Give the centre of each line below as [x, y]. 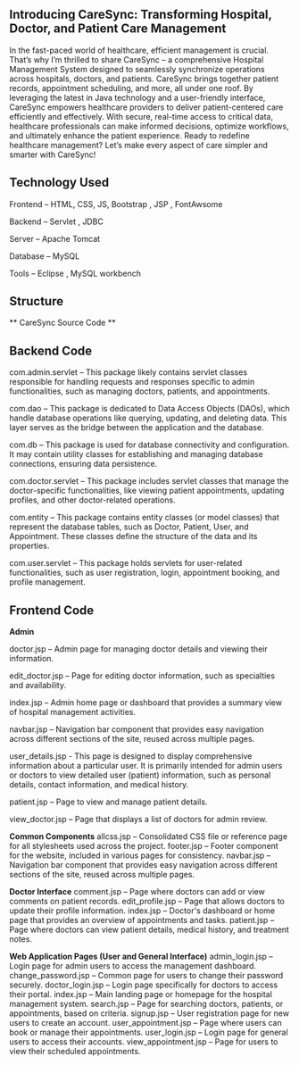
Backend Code [51, 350]
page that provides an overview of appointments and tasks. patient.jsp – [142, 920]
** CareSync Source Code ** [62, 323]
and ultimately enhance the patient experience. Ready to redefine [129, 135]
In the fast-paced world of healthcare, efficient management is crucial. [139, 50]
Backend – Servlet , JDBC [57, 221]
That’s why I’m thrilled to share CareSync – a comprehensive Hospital [137, 59]
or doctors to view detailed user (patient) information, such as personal [140, 775]
